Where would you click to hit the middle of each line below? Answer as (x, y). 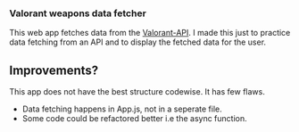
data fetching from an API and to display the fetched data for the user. (137, 42)
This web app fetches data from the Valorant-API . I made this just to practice (150, 33)
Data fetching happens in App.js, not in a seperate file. (122, 109)
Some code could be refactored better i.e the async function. (134, 119)
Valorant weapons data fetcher (78, 13)
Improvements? (54, 70)
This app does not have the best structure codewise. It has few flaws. (137, 92)
